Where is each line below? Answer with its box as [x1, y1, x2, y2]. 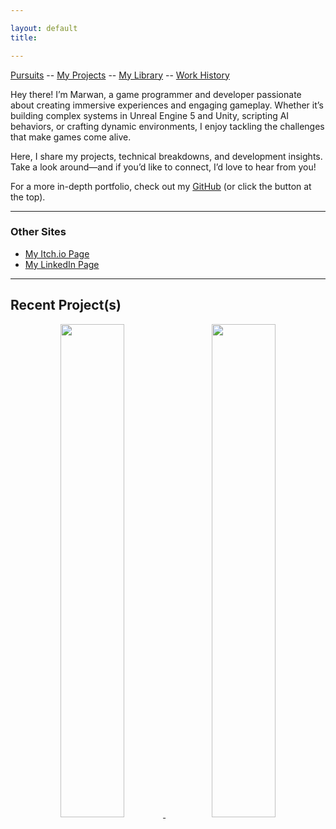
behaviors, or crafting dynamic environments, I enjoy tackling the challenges [10, 120, 325, 132]
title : [10, 32, 38, 43]
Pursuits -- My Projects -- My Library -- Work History [10, 69, 230, 81]
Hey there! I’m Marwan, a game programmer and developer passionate [10, 88, 302, 100]
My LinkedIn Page [24, 258, 100, 270]
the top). [10, 191, 46, 203]
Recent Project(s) [10, 297, 122, 314]
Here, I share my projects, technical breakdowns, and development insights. [10, 150, 323, 162]
